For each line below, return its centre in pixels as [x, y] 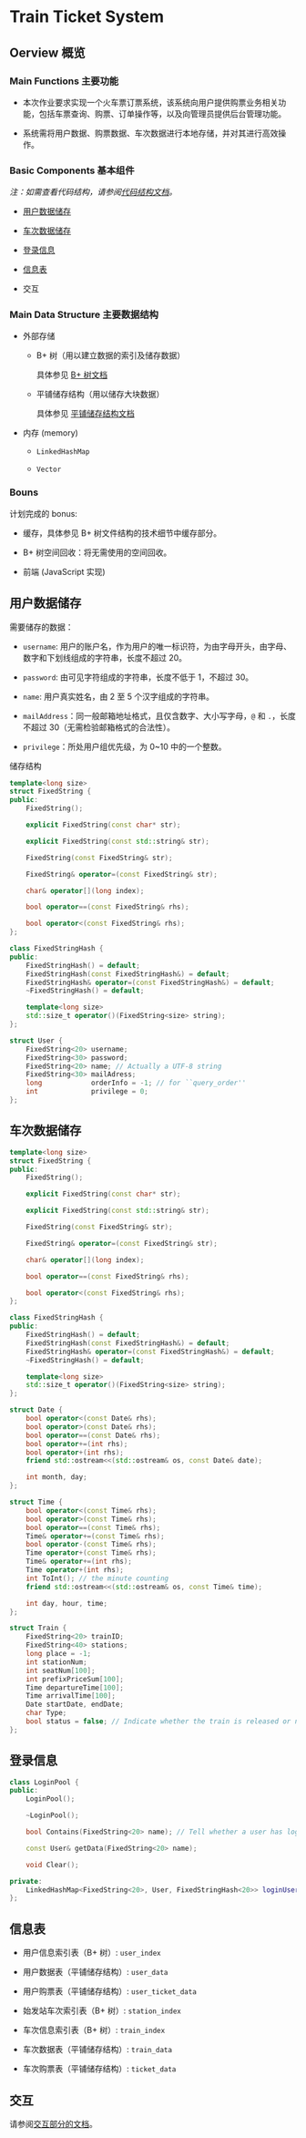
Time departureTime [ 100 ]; [75, 1688]
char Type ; [46, 1713]
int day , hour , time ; [66, 1603]
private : [26, 1881]
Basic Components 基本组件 [72, 170]
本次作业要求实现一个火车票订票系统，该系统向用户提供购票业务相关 [150, 102]
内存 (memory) [51, 433]
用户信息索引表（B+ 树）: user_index [92, 1953]
